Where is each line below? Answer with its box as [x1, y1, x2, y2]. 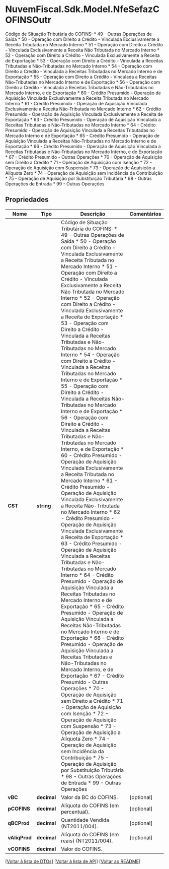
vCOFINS [8, 845, 30, 852]
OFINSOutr [5, 14, 52, 26]
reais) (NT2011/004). [61, 837, 113, 844]
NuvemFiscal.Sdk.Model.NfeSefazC [5, 4, 160, 15]
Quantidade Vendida [61, 816, 110, 823]
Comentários [129, 210, 161, 217]
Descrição [80, 210, 106, 217]
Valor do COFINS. [61, 845, 103, 852]
